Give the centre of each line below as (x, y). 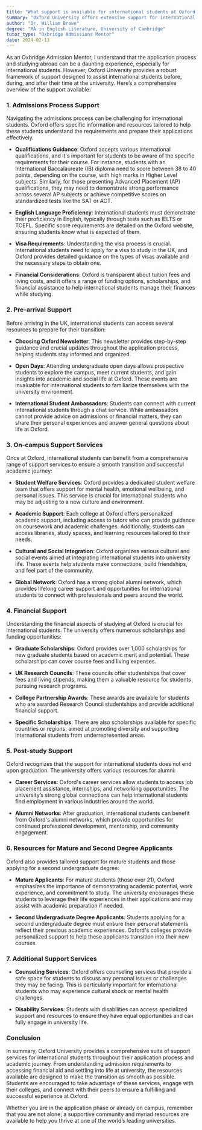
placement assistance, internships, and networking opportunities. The (102, 789)
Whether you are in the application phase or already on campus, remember (99, 1108)
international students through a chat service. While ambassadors (97, 410)
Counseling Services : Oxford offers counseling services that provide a (103, 972)
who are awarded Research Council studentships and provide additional (104, 704)
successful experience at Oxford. (48, 1096)
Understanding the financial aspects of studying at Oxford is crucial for (94, 624)
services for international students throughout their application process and (100, 1057)
